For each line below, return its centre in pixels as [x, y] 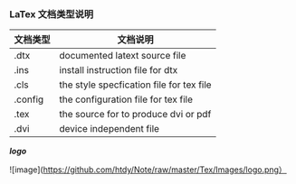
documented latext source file [123, 56]
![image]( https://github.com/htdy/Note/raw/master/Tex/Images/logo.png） [148, 170]
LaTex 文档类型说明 [52, 14]
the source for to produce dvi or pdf [135, 115]
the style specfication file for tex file [135, 85]
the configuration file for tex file [126, 99]
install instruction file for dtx [119, 70]
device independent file [110, 129]
